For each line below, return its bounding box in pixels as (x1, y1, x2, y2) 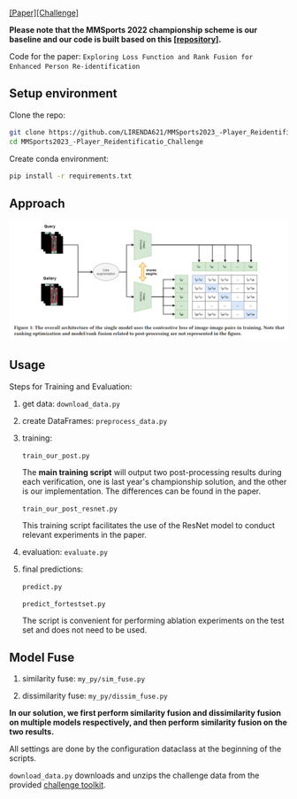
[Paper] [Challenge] (9, 8, 80, 18)
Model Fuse (9, 650, 75, 665)
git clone (9, 127, 46, 136)
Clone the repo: (9, 110, 66, 120)
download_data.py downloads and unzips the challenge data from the (9, 770, 260, 781)
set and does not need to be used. (21, 624, 148, 635)
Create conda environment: (9, 153, 109, 164)
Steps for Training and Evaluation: (9, 380, 133, 392)
